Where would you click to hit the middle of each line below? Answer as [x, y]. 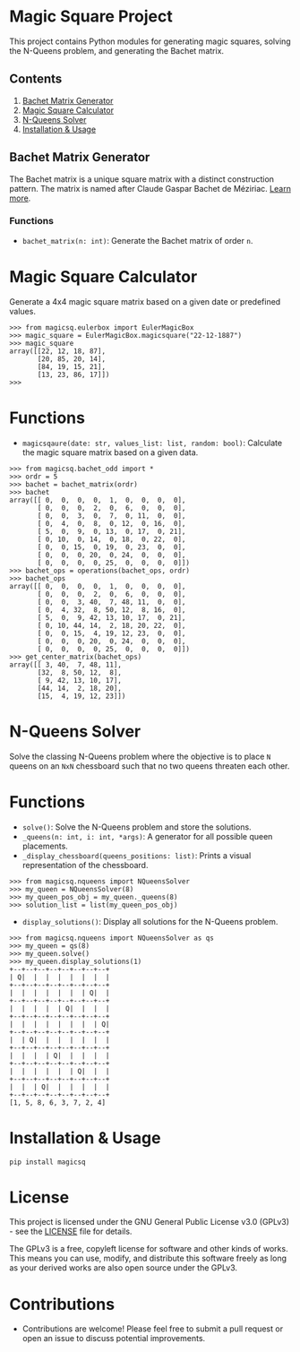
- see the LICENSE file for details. [71, 1231]
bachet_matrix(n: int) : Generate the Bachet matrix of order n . [137, 240]
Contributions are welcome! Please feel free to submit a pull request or [153, 1329]
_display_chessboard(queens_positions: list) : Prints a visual [137, 855]
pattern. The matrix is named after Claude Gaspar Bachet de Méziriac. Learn [150, 188]
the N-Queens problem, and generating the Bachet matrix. [117, 50]
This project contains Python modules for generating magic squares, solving [150, 41]
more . [20, 198]
